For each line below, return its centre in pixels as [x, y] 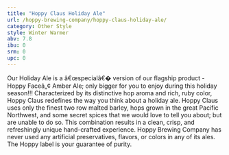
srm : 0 [16, 52]
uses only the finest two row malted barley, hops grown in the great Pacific [113, 108]
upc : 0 [16, 58]
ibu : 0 [16, 45]
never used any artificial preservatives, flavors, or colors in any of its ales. [111, 136]
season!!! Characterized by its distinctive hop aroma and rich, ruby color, [110, 93]
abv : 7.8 [20, 39]
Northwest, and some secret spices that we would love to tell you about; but [114, 115]
